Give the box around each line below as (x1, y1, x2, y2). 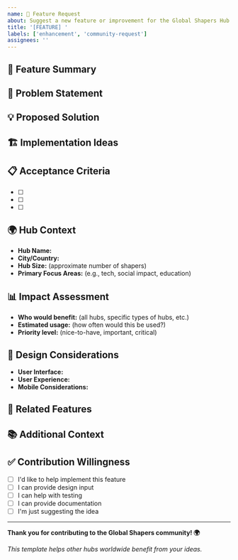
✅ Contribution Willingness (7, 456, 130, 468)
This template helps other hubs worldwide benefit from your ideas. (7, 544, 203, 553)
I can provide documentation (17, 499, 102, 507)
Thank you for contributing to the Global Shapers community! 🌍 (7, 528, 200, 537)
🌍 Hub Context (7, 224, 76, 236)
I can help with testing (17, 491, 83, 500)
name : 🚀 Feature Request (7, 10, 81, 18)
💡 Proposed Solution (7, 112, 100, 124)
